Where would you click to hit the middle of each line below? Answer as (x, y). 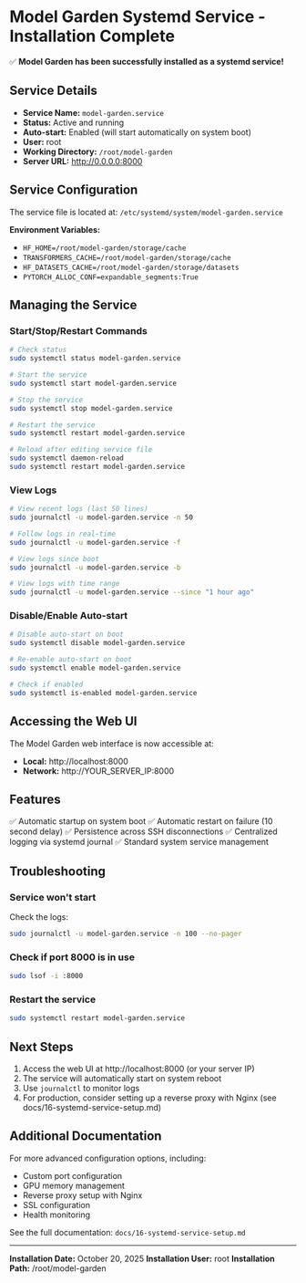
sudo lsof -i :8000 (46, 976)
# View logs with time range (65, 584)
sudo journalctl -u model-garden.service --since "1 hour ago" (132, 592)
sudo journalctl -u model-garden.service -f (95, 542)
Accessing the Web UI (73, 721)
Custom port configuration (72, 1175)
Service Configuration (74, 190)
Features (35, 799)
